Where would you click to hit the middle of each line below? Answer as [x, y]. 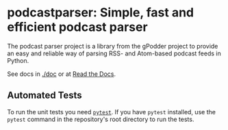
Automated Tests [45, 95]
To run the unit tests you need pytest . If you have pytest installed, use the [111, 112]
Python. [18, 60]
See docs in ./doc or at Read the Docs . [62, 74]
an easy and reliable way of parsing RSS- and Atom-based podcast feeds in [114, 53]
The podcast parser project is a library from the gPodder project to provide [113, 46]
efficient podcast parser [78, 27]
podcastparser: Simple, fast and [101, 13]
